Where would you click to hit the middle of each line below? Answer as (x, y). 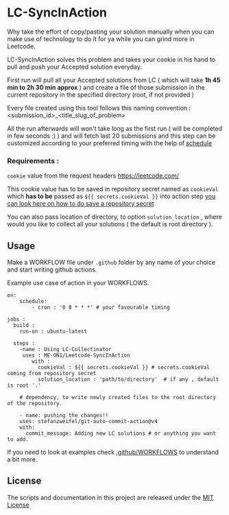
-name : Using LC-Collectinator (65, 350)
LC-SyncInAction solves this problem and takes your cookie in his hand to (111, 59)
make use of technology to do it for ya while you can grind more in (101, 38)
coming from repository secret (52, 374)
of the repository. (35, 404)
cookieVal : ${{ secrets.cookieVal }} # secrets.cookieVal (124, 368)
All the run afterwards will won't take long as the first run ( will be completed (115, 128)
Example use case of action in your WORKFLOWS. (78, 283)
